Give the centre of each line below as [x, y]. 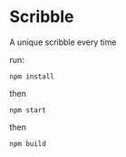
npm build [28, 143]
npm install [32, 76]
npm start [28, 110]
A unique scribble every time [63, 42]
